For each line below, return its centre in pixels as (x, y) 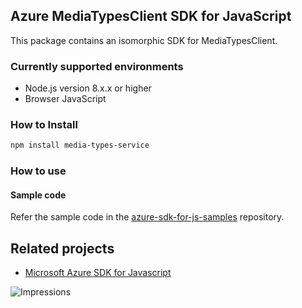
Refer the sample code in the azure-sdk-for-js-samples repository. (147, 217)
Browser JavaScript (65, 99)
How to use (38, 171)
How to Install (44, 125)
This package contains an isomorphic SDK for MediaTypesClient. (144, 40)
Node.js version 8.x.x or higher (88, 88)
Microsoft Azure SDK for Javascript (98, 273)
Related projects (62, 248)
